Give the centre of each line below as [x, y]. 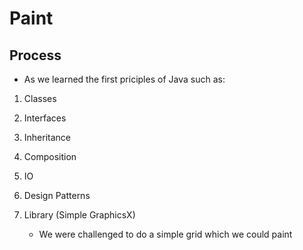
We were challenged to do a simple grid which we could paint [165, 234]
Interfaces [45, 118]
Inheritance [47, 137]
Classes [40, 98]
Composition [50, 156]
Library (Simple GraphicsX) [79, 215]
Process [35, 55]
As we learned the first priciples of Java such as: [124, 79]
